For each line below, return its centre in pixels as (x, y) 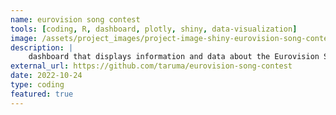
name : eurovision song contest (75, 19)
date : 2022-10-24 (46, 76)
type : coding (37, 85)
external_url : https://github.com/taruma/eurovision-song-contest (151, 66)
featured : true (42, 94)
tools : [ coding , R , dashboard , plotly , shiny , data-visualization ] (154, 29)
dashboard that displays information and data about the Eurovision (174, 57)
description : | (42, 47)
